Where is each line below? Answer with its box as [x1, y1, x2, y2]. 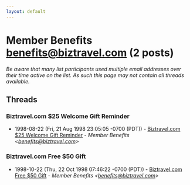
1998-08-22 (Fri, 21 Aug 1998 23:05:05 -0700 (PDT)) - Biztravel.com [14, 125, 181, 132]
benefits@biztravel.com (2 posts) [6, 46, 174, 59]
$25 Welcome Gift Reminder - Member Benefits [14, 132, 130, 139]
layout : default [6, 8, 46, 15]
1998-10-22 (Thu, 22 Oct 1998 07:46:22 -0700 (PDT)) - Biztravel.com [14, 166, 183, 173]
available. [6, 78, 30, 85]
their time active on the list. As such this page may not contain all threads [6, 71, 185, 79]
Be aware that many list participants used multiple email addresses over [6, 65, 182, 72]
